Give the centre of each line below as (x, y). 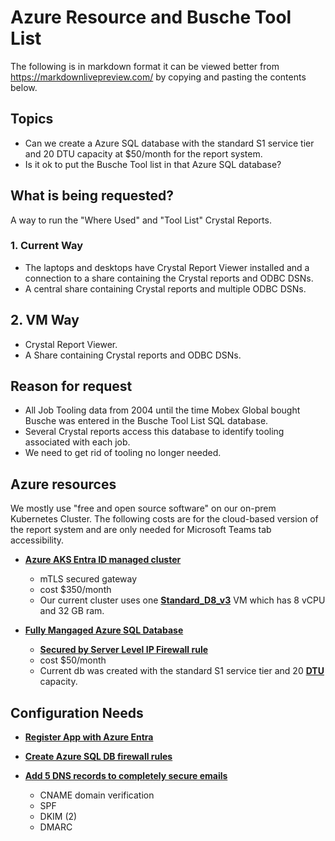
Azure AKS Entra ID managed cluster (103, 560)
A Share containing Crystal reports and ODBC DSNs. (133, 355)
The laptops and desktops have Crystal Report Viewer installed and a (167, 267)
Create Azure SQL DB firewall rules (98, 757)
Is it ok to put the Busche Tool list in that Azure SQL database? (153, 164)
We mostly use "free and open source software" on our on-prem (143, 508)
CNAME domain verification (97, 795)
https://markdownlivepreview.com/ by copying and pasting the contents (158, 77)
